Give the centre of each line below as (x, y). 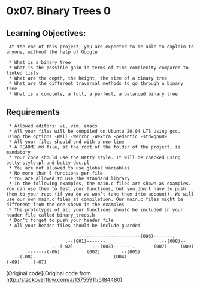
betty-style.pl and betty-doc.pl (48, 163)
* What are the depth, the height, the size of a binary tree (88, 78)
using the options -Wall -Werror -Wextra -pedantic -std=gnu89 (87, 136)
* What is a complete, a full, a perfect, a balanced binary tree (93, 94)
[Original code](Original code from (49, 273)
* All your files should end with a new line (66, 142)
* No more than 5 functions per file (56, 173)
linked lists (22, 73)
